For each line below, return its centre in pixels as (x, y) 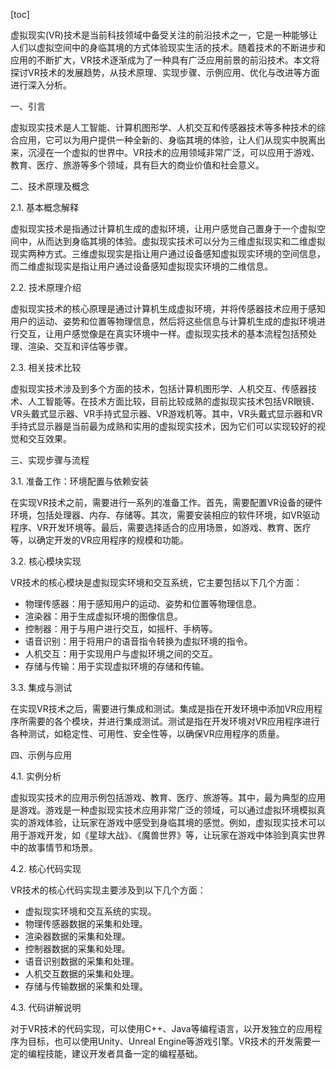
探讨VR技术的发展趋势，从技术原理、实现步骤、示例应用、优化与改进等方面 (165, 72)
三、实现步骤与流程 (50, 460)
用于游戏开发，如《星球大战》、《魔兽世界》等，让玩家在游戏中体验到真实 (159, 835)
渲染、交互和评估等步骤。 (80, 346)
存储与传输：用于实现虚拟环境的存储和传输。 (117, 666)
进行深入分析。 (41, 85)
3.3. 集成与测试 (41, 687)
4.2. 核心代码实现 (46, 868)
